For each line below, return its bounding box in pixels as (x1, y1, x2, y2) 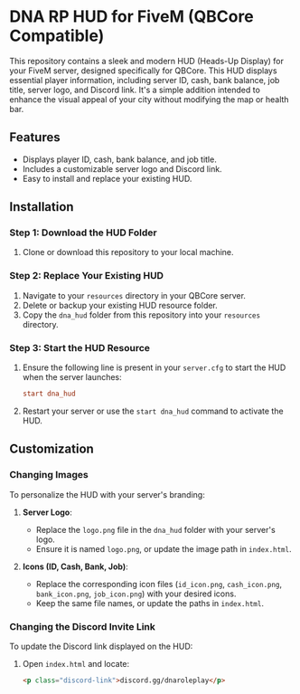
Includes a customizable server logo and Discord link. (22, 163, 223, 174)
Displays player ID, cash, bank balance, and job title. (22, 154, 217, 165)
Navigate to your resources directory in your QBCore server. (22, 290, 247, 300)
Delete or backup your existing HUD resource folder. (22, 299, 219, 310)
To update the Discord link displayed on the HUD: (9, 641, 193, 651)
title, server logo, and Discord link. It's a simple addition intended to (9, 84, 260, 95)
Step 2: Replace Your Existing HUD (9, 270, 164, 282)
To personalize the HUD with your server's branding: (9, 489, 205, 499)
